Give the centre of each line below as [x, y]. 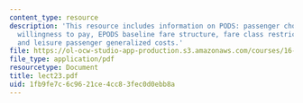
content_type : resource [54, 17]
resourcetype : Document [54, 68]
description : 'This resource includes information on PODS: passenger [145, 26]
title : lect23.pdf [44, 76]
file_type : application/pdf [62, 59]
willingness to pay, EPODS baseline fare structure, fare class [141, 34]
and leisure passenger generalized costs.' [100, 43]
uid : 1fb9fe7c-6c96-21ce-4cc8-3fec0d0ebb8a [92, 84]
